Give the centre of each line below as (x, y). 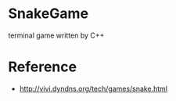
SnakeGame (48, 14)
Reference (42, 67)
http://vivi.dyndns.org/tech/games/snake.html (93, 88)
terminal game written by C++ (56, 35)
